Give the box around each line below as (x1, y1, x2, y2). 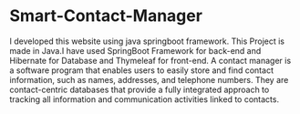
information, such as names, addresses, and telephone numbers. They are (9, 74, 289, 85)
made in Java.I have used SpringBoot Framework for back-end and (9, 45, 262, 56)
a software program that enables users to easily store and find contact (9, 65, 274, 76)
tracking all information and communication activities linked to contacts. (9, 93, 280, 105)
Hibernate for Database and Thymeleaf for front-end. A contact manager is (9, 55, 292, 66)
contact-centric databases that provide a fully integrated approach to (9, 84, 270, 95)
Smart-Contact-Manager (9, 5, 203, 26)
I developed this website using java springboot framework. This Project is (9, 36, 285, 47)
